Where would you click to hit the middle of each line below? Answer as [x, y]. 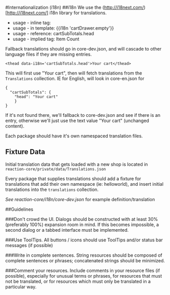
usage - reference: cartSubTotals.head [53, 33]
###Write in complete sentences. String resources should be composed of [84, 255]
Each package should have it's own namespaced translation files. [74, 136]
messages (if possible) [29, 245]
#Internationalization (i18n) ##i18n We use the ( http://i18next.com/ [75, 7]
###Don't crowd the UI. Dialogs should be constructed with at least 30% [82, 219]
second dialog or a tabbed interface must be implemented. [67, 230]
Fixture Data [25, 152]
